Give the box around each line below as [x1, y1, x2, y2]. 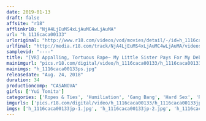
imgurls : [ [6, 100, 34, 106]
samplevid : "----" [6, 49, 53, 55]
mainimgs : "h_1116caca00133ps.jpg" [6, 65, 97, 72]
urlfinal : [6, 43, 32, 50]
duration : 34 [6, 77, 40, 83]
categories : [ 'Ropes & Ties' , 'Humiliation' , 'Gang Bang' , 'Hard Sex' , [6, 94, 193, 100]
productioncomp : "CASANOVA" [6, 83, 78, 89]
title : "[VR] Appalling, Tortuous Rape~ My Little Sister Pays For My [6, 54, 191, 61]
